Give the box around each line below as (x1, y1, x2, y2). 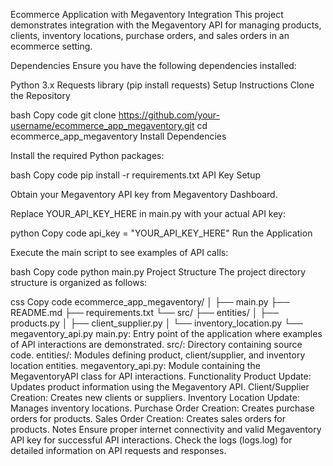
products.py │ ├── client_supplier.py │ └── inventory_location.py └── (10, 317, 303, 329)
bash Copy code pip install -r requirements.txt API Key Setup (10, 169, 262, 181)
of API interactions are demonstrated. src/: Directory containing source (10, 339, 303, 350)
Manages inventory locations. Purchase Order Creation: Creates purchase (10, 402, 315, 414)
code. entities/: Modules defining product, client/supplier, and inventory (10, 349, 306, 361)
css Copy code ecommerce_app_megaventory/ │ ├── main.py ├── (10, 296, 290, 308)
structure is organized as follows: (10, 277, 148, 288)
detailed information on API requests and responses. (10, 445, 227, 456)
